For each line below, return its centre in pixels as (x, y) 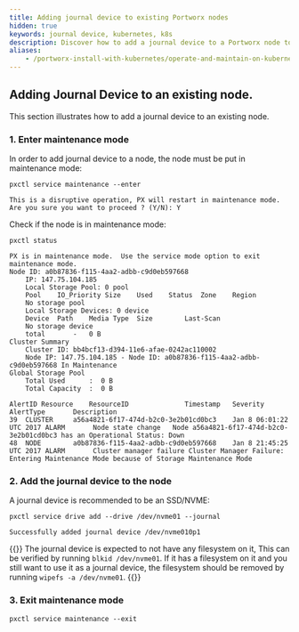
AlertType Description (63, 412)
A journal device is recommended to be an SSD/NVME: (110, 500)
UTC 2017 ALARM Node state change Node (99, 428)
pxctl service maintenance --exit (73, 619)
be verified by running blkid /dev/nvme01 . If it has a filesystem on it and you (148, 558)
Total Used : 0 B (69, 381)
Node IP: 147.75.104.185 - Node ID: (93, 358)
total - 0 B (63, 335)
